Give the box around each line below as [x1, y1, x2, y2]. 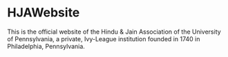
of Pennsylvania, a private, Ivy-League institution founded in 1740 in [7, 34, 200, 43]
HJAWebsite [7, 5, 80, 21]
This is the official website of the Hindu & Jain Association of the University [7, 27, 221, 36]
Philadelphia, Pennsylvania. [7, 42, 85, 50]
